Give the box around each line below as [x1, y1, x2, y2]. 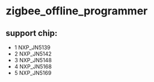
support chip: [5, 28, 58, 38]
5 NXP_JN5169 [14, 69, 52, 76]
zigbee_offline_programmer [5, 4, 148, 18]
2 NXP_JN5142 [14, 50, 52, 57]
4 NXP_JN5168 [14, 63, 52, 70]
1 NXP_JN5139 [14, 44, 51, 51]
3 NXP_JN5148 [14, 57, 52, 63]
